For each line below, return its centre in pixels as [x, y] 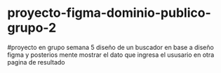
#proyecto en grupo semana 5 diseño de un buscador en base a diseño [110, 47]
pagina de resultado [36, 62]
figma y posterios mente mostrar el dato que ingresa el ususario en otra [111, 55]
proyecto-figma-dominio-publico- [109, 13]
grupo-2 [32, 28]
